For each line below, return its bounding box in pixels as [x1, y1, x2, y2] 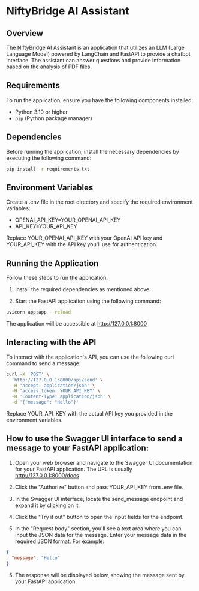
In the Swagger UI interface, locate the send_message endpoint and [14, 495, 183, 502]
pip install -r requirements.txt [6, 166, 90, 172]
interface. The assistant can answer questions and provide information [6, 57, 181, 64]
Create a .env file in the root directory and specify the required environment [6, 198, 193, 205]
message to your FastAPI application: [6, 443, 149, 453]
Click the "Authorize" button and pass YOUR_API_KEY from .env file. [14, 483, 184, 491]
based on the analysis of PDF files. [6, 63, 92, 70]
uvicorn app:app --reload [6, 309, 71, 315]
